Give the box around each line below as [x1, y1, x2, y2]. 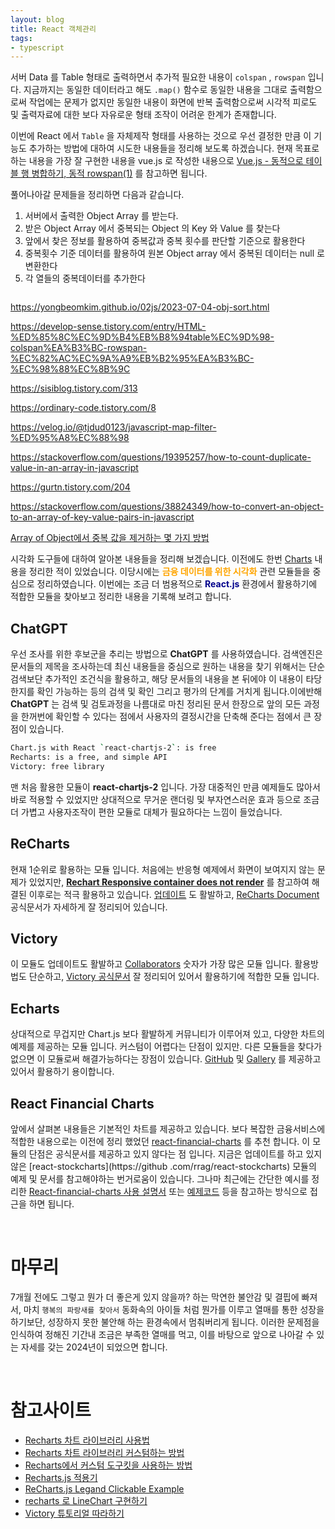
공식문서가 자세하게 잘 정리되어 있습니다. [10, 901, 168, 913]
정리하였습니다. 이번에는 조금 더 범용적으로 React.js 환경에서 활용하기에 [36, 578, 318, 590]
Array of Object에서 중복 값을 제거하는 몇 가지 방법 [10, 532, 210, 544]
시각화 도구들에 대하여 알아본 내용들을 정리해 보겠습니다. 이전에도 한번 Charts [10, 553, 313, 565]
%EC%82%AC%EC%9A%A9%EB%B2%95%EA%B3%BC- [10, 352, 255, 365]
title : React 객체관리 [10, 24, 97, 34]
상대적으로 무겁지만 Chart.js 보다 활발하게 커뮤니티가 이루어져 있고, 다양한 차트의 [10, 1028, 325, 1040]
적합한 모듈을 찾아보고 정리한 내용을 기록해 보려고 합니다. [10, 591, 232, 603]
